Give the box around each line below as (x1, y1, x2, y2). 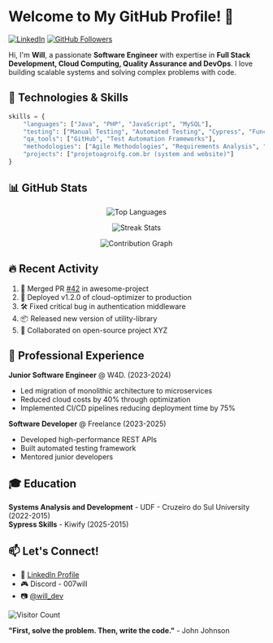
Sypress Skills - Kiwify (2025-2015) (8, 519, 129, 529)
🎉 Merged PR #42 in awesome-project (19, 284, 149, 293)
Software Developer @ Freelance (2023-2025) (8, 419, 167, 429)
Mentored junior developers (19, 452, 114, 462)
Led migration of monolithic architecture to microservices (19, 386, 213, 396)
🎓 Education (8, 476, 77, 490)
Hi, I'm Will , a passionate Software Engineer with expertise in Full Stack (8, 50, 251, 59)
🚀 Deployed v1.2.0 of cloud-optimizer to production (19, 292, 193, 302)
